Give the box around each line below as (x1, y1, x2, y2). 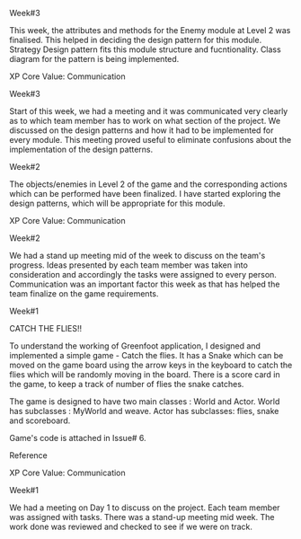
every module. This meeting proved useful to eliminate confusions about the (9, 135, 292, 145)
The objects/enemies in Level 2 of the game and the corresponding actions (9, 179, 288, 190)
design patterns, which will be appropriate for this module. (9, 198, 226, 208)
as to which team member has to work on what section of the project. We (9, 116, 281, 126)
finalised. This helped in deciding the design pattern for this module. (9, 35, 262, 45)
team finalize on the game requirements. (9, 288, 159, 299)
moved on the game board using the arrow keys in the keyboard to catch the (9, 359, 293, 370)
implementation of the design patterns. (9, 144, 154, 155)
